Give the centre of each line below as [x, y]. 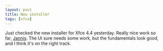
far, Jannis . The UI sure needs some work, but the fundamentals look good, [82, 38]
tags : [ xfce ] [19, 19]
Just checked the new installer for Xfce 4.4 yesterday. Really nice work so [81, 33]
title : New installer [27, 14]
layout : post [19, 10]
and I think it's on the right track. [38, 44]
